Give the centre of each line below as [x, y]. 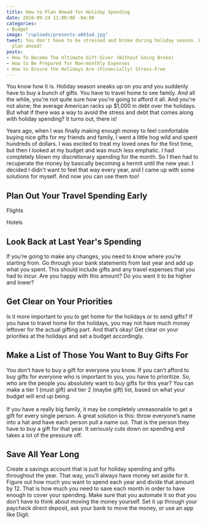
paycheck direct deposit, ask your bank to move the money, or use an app [100, 508]
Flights [15, 211]
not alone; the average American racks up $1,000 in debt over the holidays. [101, 106]
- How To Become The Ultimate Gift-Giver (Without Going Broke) [90, 58]
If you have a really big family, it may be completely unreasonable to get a [99, 409]
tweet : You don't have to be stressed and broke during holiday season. [101, 40]
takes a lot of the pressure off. [44, 435]
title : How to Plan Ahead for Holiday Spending [68, 12]
